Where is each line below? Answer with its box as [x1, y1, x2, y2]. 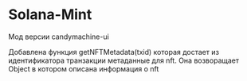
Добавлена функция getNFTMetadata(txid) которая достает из [8, 47, 219, 56]
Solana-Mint [8, 6, 92, 24]
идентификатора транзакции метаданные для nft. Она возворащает [8, 56, 239, 65]
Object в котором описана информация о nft [8, 64, 159, 73]
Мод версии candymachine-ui [8, 32, 109, 41]
